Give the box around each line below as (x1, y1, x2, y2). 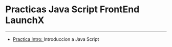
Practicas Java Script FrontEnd (5, 4, 140, 15)
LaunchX (5, 14, 45, 26)
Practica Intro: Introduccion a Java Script (12, 36, 99, 42)
